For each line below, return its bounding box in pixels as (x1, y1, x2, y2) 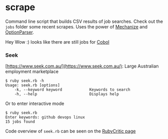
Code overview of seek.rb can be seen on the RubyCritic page (5, 128, 136, 134)
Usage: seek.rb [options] (5, 83, 60, 88)
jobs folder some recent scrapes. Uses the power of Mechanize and (5, 23, 148, 29)
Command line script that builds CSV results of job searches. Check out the (5, 18, 163, 24)
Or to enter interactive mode (5, 100, 64, 107)
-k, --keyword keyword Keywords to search (14, 87, 130, 92)
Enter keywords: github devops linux (5, 115, 85, 120)
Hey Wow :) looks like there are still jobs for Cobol (5, 39, 110, 45)
